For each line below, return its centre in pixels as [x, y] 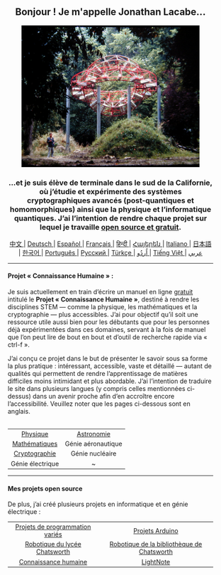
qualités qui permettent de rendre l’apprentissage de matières [98, 374]
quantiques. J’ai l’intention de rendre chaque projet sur [110, 218]
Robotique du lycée [53, 544]
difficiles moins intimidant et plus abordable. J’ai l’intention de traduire [110, 381]
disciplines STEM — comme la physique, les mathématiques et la [103, 307]
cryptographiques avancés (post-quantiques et [110, 200]
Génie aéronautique [93, 444]
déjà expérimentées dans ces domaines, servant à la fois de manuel [107, 330]
